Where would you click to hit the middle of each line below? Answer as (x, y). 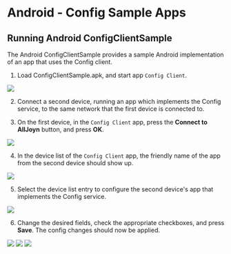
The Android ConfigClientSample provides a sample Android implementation (115, 54)
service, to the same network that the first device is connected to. (111, 109)
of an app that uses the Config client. (60, 62)
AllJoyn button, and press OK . (60, 129)
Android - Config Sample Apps (97, 13)
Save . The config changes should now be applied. (89, 230)
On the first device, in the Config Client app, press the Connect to (112, 122)
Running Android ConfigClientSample (90, 38)
